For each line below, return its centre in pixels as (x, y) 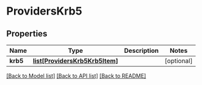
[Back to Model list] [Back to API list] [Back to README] (76, 76)
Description (142, 51)
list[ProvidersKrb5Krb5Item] (75, 61)
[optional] (179, 61)
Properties (27, 34)
